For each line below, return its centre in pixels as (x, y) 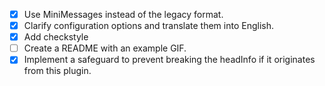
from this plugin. (57, 71)
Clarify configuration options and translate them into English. (149, 26)
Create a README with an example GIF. (105, 48)
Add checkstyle (56, 37)
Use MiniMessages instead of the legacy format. (123, 14)
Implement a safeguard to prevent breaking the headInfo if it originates (169, 60)
